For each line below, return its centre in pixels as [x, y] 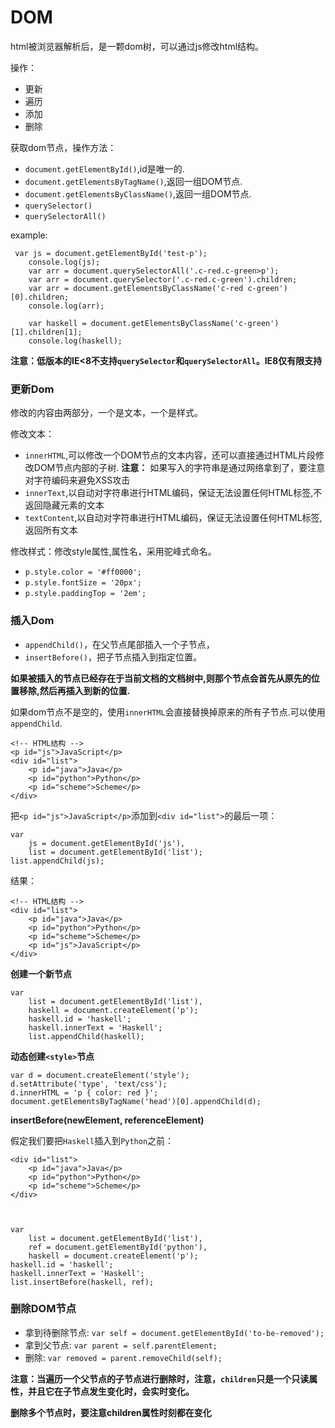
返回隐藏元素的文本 [64, 505]
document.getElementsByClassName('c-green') [185, 323]
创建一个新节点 [41, 973]
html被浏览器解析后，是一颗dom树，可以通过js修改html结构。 [137, 46]
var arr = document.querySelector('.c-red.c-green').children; [163, 279]
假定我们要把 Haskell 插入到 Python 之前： [92, 1140]
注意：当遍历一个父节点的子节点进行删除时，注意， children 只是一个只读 [160, 1378]
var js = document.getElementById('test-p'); [111, 253]
